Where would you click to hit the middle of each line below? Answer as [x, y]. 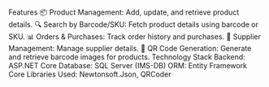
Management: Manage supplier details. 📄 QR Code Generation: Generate [130, 48]
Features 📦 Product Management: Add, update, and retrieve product [124, 12]
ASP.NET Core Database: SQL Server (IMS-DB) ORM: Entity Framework [128, 65]
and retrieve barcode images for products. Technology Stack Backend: [127, 57]
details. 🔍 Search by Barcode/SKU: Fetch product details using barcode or [133, 24]
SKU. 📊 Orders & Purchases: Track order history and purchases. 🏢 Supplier [135, 37]
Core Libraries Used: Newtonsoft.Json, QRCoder [90, 74]
